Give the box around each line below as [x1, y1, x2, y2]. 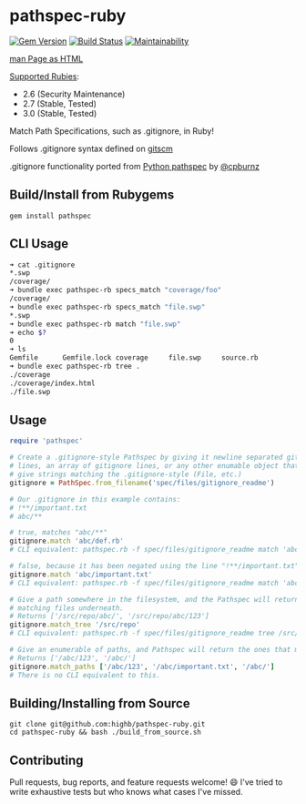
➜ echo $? [9, 328, 47, 337]
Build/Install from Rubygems [9, 188, 175, 203]
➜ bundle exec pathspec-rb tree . [9, 361, 141, 371]
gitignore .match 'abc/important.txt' [9, 570, 153, 579]
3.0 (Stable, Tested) [22, 107, 97, 118]
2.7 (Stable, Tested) [22, 97, 97, 109]
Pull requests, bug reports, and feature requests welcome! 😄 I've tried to [9, 777, 283, 788]
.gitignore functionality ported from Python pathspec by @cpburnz [9, 160, 260, 171]
